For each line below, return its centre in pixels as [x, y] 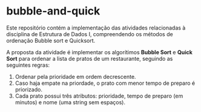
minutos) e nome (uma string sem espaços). [70, 102]
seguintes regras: [28, 65]
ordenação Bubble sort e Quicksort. [51, 40]
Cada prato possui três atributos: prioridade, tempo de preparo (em [99, 96]
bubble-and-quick [53, 11]
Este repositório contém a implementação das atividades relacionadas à [96, 28]
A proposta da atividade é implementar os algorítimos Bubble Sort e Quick [99, 52]
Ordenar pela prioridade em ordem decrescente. [75, 76]
